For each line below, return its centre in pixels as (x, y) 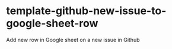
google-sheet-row (52, 23)
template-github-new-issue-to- (86, 11)
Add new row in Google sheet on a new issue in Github (73, 40)
